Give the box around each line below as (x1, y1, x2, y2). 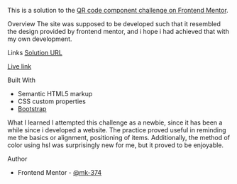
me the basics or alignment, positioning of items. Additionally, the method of (7, 134, 231, 142)
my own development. (7, 35, 72, 43)
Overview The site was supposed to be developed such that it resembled (7, 20, 221, 28)
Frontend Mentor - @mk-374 (17, 168, 102, 176)
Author (7, 155, 28, 163)
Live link (7, 62, 32, 70)
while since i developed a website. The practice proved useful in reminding (7, 126, 226, 134)
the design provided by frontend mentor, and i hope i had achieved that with (7, 28, 229, 35)
